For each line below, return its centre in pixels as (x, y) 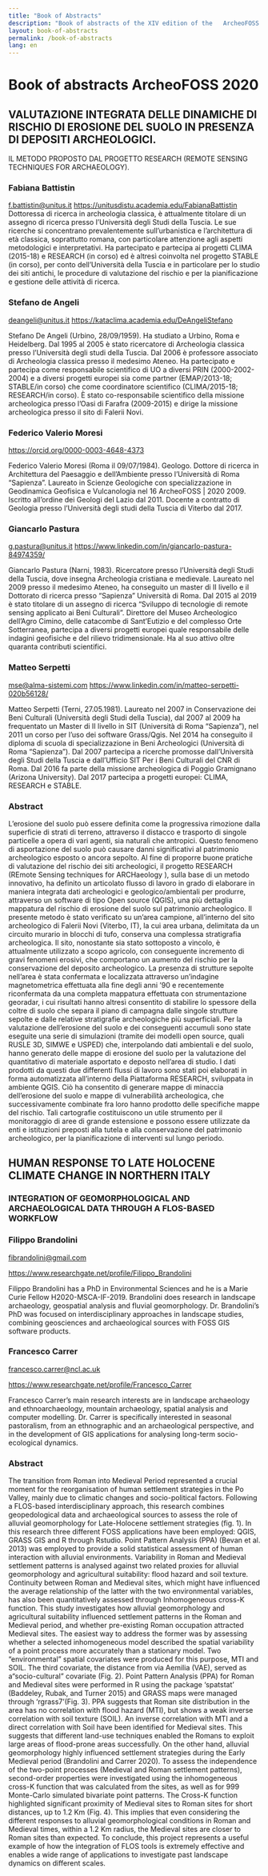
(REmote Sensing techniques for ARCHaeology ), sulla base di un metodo (129, 874)
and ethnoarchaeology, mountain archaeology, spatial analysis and (118, 1408)
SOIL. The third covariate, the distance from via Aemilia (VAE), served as (128, 1668)
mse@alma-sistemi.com (48, 685)
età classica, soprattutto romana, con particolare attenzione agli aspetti (126, 239)
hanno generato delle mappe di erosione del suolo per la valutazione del (127, 1053)
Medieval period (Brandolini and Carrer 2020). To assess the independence (133, 1762)
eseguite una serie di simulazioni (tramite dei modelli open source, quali (126, 1036)
